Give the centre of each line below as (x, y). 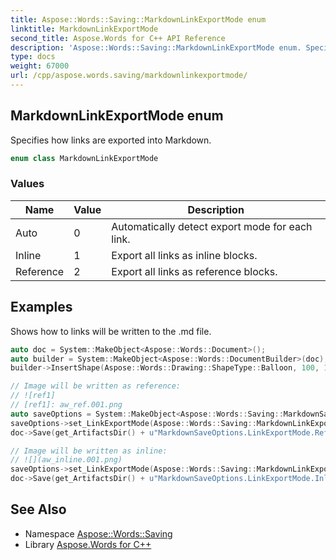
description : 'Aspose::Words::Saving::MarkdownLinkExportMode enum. (156, 47)
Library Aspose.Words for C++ (88, 544)
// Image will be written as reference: (96, 386)
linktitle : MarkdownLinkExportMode (84, 29)
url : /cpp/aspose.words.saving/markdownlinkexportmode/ (129, 76)
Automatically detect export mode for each (212, 226)
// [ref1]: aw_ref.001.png (66, 405)
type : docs (33, 57)
